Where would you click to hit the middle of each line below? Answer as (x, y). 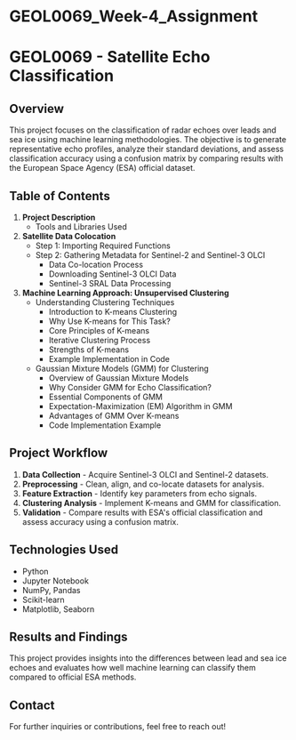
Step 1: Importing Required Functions (103, 245)
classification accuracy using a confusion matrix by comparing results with (146, 158)
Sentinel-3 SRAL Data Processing (110, 283)
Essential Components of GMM (105, 397)
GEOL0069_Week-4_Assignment (134, 16)
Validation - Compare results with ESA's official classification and (143, 512)
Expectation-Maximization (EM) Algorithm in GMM (140, 406)
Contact (32, 705)
